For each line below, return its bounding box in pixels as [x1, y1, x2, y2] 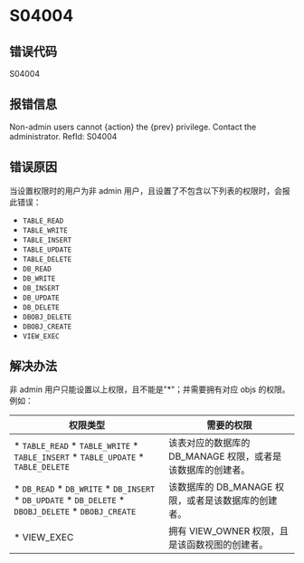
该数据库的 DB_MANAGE [168, 481, 273, 493]
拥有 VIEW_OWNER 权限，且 [168, 525, 290, 538]
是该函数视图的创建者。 [168, 539, 269, 551]
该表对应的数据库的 [168, 436, 251, 449]
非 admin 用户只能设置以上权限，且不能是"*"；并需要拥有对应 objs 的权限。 [9, 384, 290, 395]
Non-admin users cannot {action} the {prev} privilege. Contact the [9, 121, 257, 132]
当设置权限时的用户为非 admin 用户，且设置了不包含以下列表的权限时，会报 [9, 185, 291, 196]
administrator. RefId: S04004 [9, 130, 118, 141]
